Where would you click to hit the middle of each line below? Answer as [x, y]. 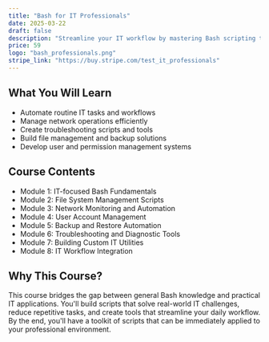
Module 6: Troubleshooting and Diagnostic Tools [100, 234]
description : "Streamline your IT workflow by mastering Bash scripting [132, 38]
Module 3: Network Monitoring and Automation [98, 208]
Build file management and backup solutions [93, 138]
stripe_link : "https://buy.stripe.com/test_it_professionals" [114, 61]
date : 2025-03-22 [37, 23]
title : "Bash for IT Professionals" [69, 16]
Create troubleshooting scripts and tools [86, 129]
